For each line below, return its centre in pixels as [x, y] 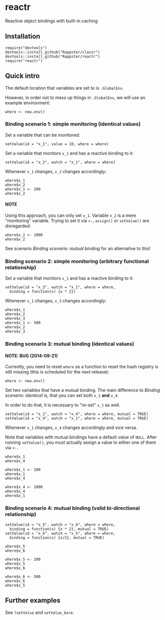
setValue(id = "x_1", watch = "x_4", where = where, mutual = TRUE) [77, 414]
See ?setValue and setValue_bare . [40, 612]
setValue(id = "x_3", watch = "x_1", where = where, [60, 287]
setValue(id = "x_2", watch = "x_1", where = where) [60, 162]
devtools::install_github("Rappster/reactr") [52, 56]
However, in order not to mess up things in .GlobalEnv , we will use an [75, 97]
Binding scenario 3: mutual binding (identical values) [70, 344]
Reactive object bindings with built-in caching [51, 21]
